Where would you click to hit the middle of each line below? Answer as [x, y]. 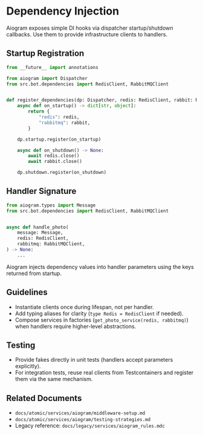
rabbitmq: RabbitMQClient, [51, 244]
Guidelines [27, 292]
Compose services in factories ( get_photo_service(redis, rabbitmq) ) [102, 320]
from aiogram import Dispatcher [47, 78]
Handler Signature [41, 191]
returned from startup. [34, 273]
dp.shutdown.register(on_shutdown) [62, 173]
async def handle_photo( [37, 227]
